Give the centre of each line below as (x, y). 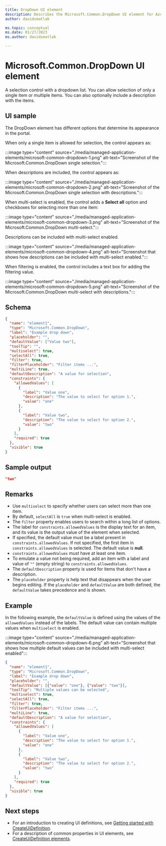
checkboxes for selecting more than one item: (52, 207)
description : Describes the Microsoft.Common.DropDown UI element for (79, 14)
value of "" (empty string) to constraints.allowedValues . (70, 564)
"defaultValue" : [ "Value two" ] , (43, 341)
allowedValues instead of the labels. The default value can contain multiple (81, 623)
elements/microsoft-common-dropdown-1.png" (54, 157)
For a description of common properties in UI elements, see (73, 834)
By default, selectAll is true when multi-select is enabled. (72, 516)
